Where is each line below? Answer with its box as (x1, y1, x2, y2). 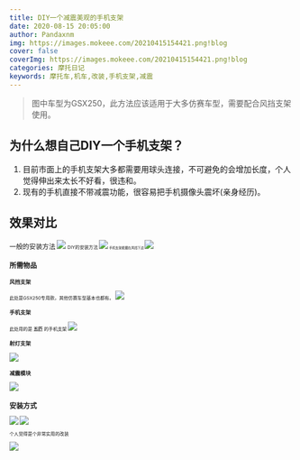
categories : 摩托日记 (9, 64, 86, 73)
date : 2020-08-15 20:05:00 (9, 22, 111, 31)
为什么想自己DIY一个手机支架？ (9, 138, 185, 153)
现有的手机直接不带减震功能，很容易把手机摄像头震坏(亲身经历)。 (22, 186, 266, 197)
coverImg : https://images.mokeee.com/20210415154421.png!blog (9, 55, 248, 64)
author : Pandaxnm (9, 30, 75, 39)
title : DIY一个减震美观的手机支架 (9, 13, 124, 23)
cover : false (9, 47, 59, 56)
